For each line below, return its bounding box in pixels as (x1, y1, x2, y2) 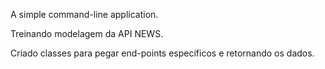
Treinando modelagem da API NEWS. (10, 28, 164, 39)
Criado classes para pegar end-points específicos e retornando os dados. (10, 47, 315, 59)
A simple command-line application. (10, 9, 159, 20)
